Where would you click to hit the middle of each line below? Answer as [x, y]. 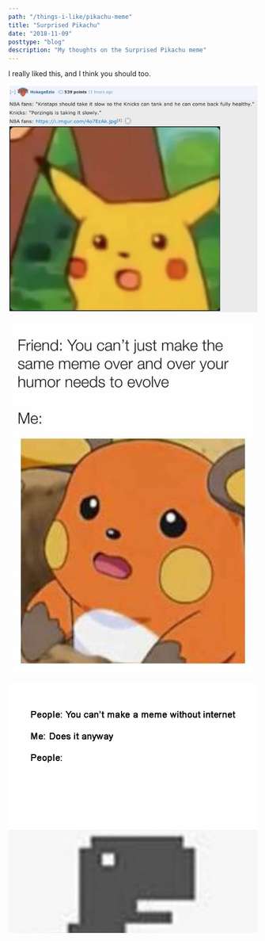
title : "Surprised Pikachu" [55, 25]
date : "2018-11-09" [40, 33]
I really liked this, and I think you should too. [80, 74]
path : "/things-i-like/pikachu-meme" [70, 17]
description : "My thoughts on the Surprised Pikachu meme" [108, 50]
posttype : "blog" [37, 42]
